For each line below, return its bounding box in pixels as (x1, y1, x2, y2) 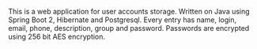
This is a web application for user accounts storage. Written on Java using (8, 7, 251, 16)
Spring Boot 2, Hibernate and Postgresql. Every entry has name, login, (8, 15, 237, 24)
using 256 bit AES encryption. (8, 32, 105, 41)
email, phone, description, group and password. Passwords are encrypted (8, 24, 250, 32)
